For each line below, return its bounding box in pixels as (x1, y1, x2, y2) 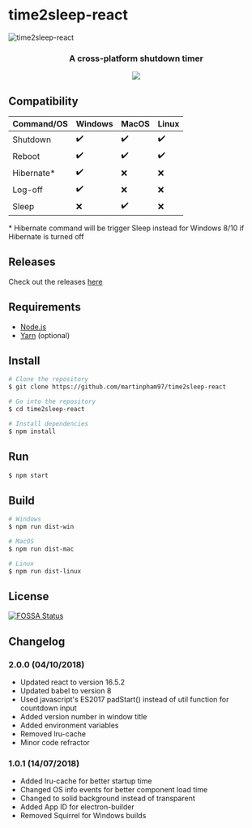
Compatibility (8, 94, 79, 108)
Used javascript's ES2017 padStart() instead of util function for (19, 694, 229, 704)
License (8, 590, 49, 603)
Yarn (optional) (19, 330, 70, 340)
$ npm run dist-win (8, 523, 75, 531)
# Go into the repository (8, 397, 96, 406)
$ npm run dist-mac (8, 545, 75, 553)
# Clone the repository (8, 375, 89, 384)
